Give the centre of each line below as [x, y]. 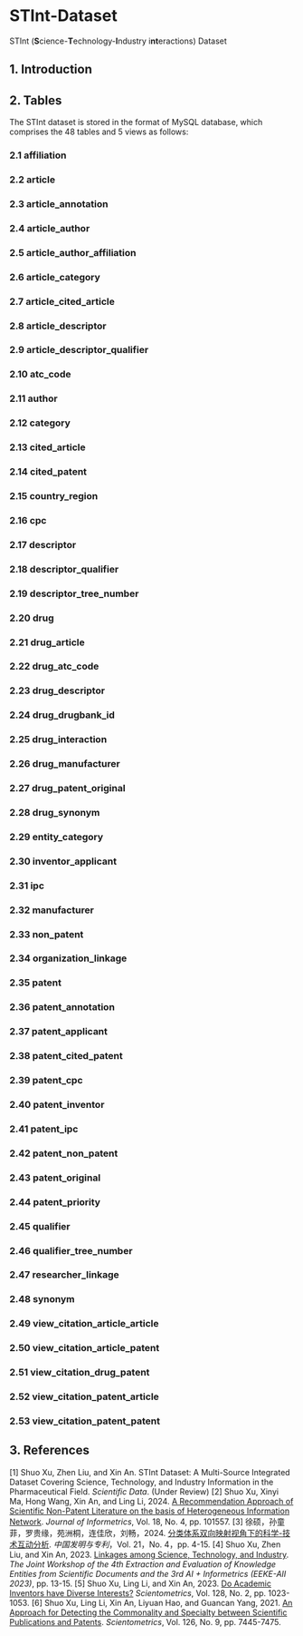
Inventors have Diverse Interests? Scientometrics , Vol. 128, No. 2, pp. [138, 1592]
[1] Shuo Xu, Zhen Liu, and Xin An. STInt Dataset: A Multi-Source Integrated [150, 1472]
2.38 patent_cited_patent [66, 1056]
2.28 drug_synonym [55, 812]
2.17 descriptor [43, 544]
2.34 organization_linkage [68, 958]
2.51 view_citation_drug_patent [80, 1373]
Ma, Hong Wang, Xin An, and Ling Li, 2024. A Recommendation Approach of [151, 1501]
